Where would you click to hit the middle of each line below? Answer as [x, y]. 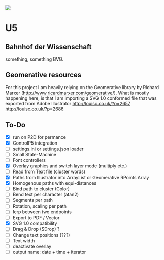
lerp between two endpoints [42, 212]
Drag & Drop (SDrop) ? [36, 229]
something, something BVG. [35, 59]
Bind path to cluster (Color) [41, 189]
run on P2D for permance [39, 137]
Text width [24, 240]
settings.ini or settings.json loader [48, 149]
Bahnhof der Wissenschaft [48, 47]
